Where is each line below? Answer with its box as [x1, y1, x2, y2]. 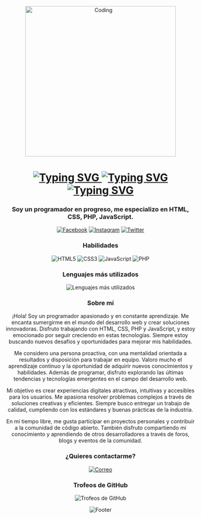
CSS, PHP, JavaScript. [67, 213, 134, 221]
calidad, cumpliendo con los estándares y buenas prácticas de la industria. [7, 406, 194, 414]
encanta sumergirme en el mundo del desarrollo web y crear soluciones [11, 319, 190, 326]
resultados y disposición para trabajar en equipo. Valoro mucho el [19, 356, 182, 364]
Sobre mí [87, 299, 114, 307]
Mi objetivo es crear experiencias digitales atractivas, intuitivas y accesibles [6, 387, 195, 394]
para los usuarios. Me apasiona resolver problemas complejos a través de [9, 393, 192, 400]
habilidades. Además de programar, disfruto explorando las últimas [17, 369, 184, 376]
